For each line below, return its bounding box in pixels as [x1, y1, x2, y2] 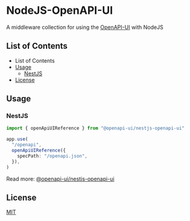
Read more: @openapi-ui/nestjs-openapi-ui [6, 175, 115, 182]
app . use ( [6, 136, 28, 142]
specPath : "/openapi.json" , [17, 153, 87, 159]
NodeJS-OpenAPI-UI [6, 4, 113, 17]
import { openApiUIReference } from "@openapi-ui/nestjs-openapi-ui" [6, 125, 185, 131]
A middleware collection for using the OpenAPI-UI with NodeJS [6, 23, 164, 31]
